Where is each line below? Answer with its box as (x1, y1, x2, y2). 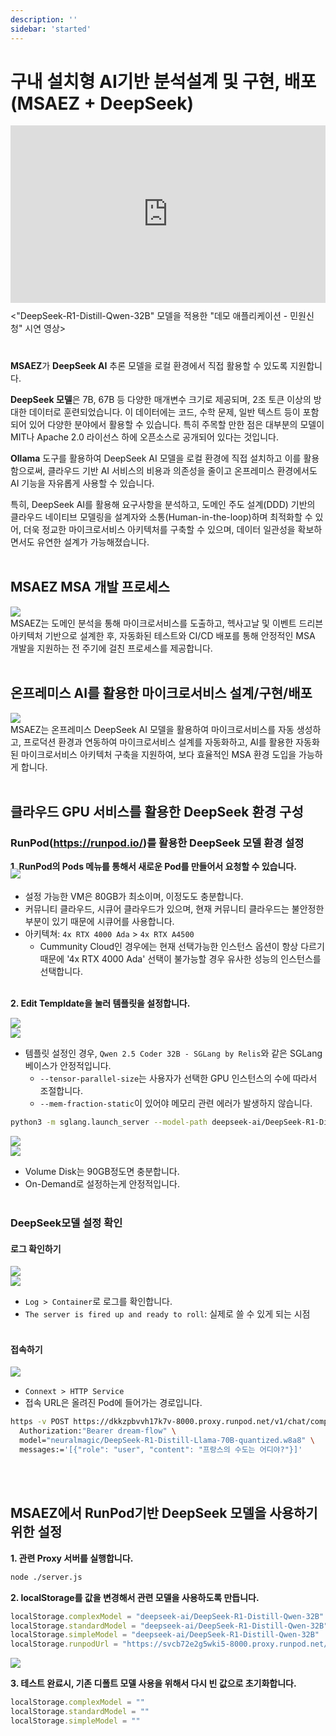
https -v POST (10, 1417, 70, 1427)
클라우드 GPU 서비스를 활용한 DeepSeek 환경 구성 (10, 803, 304, 820)
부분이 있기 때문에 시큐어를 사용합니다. (24, 916, 175, 928)
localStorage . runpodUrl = (10, 1639, 118, 1650)
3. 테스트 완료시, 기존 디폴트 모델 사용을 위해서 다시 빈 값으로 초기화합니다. (10, 1677, 297, 1690)
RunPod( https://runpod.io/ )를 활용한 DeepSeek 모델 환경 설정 (10, 836, 305, 850)
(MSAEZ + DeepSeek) (10, 92, 195, 115)
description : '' (10, 14, 78, 25)
